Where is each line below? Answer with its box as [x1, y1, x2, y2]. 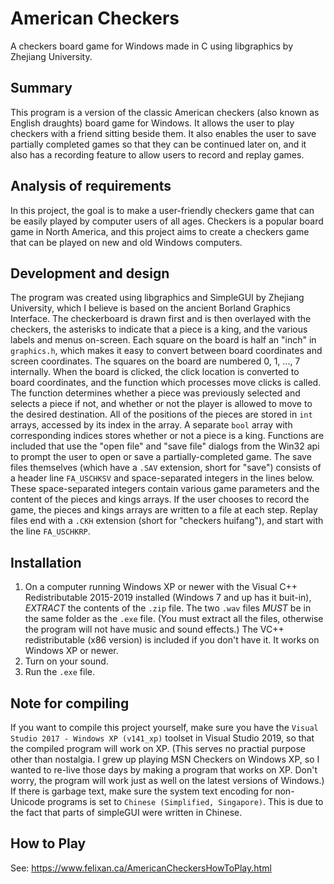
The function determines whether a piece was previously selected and [10, 387, 301, 399]
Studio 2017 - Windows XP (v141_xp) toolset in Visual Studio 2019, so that [10, 732, 315, 744]
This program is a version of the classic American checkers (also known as [10, 106, 320, 118]
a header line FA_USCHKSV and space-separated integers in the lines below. [10, 472, 315, 484]
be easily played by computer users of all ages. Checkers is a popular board [10, 215, 324, 227]
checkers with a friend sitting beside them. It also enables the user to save [10, 127, 317, 139]
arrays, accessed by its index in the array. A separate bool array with [10, 419, 293, 431]
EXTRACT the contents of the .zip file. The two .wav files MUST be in [24, 602, 312, 614]
